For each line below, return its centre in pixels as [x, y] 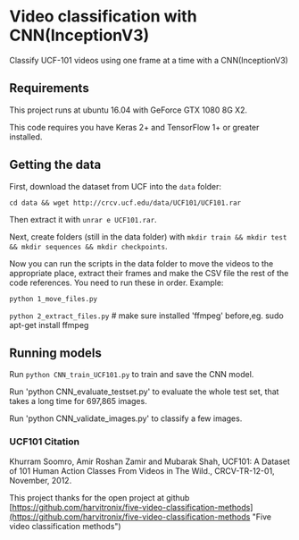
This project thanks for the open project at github [100, 497]
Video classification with [104, 17]
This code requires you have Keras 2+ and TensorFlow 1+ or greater [134, 127]
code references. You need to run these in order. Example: [116, 283]
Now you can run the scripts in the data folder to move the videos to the [141, 263]
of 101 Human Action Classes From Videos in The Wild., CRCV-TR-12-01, [142, 470]
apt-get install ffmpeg [49, 325]
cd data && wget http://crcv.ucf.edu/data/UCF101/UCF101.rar [125, 203]
